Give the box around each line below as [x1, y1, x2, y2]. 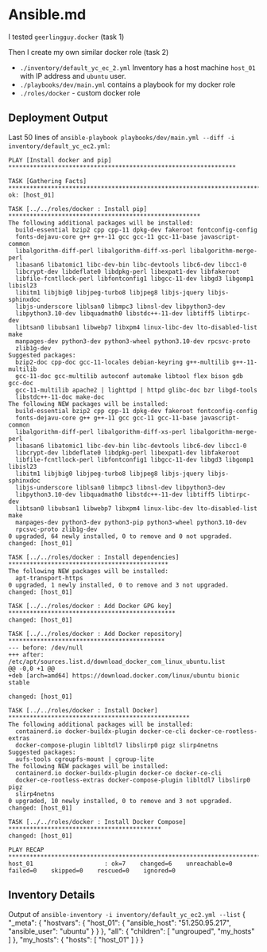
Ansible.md [8, 6, 87, 24]
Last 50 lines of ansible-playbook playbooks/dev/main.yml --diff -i [8, 132, 235, 142]
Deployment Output [8, 111, 109, 125]
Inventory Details [8, 888, 95, 902]
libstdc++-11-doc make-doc [15, 392, 105, 401]
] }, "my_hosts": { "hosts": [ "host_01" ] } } [8, 934, 145, 944]
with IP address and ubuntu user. [19, 71, 126, 80]
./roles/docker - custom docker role [19, 88, 141, 97]
